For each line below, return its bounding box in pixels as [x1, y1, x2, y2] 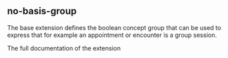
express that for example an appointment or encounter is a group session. [7, 31, 217, 39]
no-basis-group [7, 5, 77, 17]
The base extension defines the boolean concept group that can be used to [7, 23, 222, 31]
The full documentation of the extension [7, 44, 121, 52]
